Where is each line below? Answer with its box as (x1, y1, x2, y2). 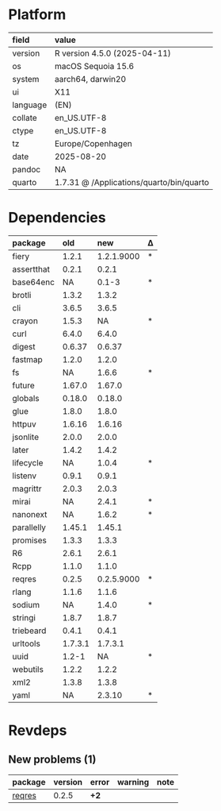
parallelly (12, 522, 46, 533)
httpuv (12, 419, 37, 430)
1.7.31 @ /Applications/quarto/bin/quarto (54, 176, 210, 187)
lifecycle (12, 457, 44, 468)
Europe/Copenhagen (54, 137, 132, 149)
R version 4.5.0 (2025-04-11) (54, 48, 172, 59)
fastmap (12, 353, 44, 365)
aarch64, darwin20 (54, 73, 127, 84)
